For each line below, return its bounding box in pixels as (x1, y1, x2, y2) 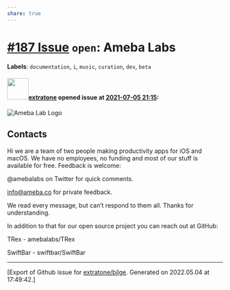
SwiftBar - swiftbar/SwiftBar (7, 248, 86, 256)
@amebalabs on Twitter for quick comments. (7, 174, 133, 182)
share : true (7, 10, 41, 17)
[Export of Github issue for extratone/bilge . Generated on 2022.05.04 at (7, 268, 210, 276)
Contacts (7, 128, 48, 141)
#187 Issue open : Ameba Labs (7, 39, 177, 55)
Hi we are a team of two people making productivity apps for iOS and (7, 147, 202, 155)
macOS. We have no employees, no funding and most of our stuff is (7, 154, 199, 162)
